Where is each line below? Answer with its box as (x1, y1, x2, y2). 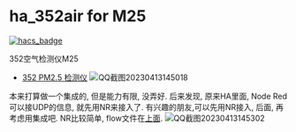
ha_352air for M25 (9, 6, 147, 26)
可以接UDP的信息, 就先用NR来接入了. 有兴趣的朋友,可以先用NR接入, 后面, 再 (9, 101, 285, 112)
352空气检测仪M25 (9, 53, 79, 63)
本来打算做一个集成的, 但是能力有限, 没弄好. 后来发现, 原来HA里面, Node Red (9, 91, 288, 101)
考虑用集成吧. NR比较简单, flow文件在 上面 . (9, 113, 163, 123)
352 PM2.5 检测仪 (21, 72, 88, 83)
